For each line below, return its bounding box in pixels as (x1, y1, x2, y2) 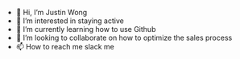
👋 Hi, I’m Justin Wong (15, 8, 88, 17)
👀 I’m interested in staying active (15, 16, 125, 26)
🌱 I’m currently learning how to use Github (15, 25, 156, 33)
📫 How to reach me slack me (15, 42, 114, 51)
